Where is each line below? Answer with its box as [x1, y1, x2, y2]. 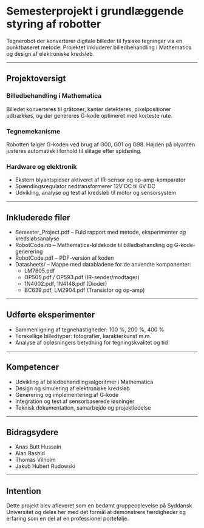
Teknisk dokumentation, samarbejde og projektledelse [15, 404, 151, 411]
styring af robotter [6, 17, 101, 31]
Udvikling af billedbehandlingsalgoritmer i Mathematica [15, 378, 154, 385]
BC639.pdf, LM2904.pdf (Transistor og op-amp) [24, 286, 145, 294]
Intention [6, 486, 41, 496]
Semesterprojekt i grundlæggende [6, 4, 184, 18]
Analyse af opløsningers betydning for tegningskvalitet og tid [15, 339, 168, 346]
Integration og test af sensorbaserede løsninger [15, 398, 135, 405]
